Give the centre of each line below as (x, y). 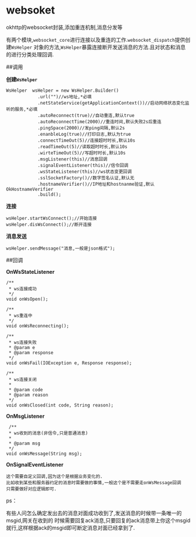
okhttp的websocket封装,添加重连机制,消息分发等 (64, 27)
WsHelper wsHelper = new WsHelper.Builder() (62, 90)
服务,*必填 (26, 109)
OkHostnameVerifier (30, 189)
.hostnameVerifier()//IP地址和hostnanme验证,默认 (96, 184)
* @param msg (25, 443)
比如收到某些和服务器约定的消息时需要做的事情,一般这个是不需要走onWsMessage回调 (94, 482)
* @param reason (28, 395)
